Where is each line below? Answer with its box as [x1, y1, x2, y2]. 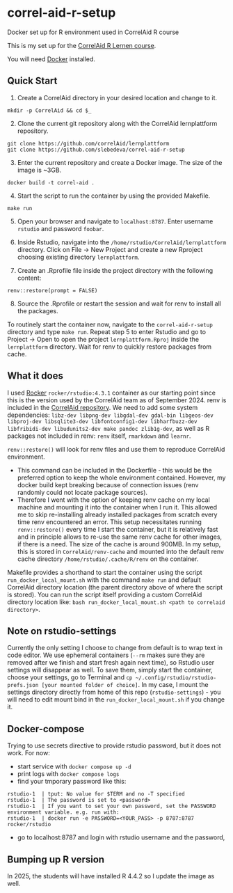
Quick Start [7, 75, 58, 87]
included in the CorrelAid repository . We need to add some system [7, 403, 198, 411]
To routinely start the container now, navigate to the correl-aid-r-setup [7, 320, 214, 329]
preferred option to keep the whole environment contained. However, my [17, 473, 226, 482]
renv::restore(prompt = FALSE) [7, 287, 98, 294]
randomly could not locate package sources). [17, 488, 148, 496]
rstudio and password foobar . [17, 224, 104, 232]
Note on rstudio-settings [7, 625, 117, 637]
